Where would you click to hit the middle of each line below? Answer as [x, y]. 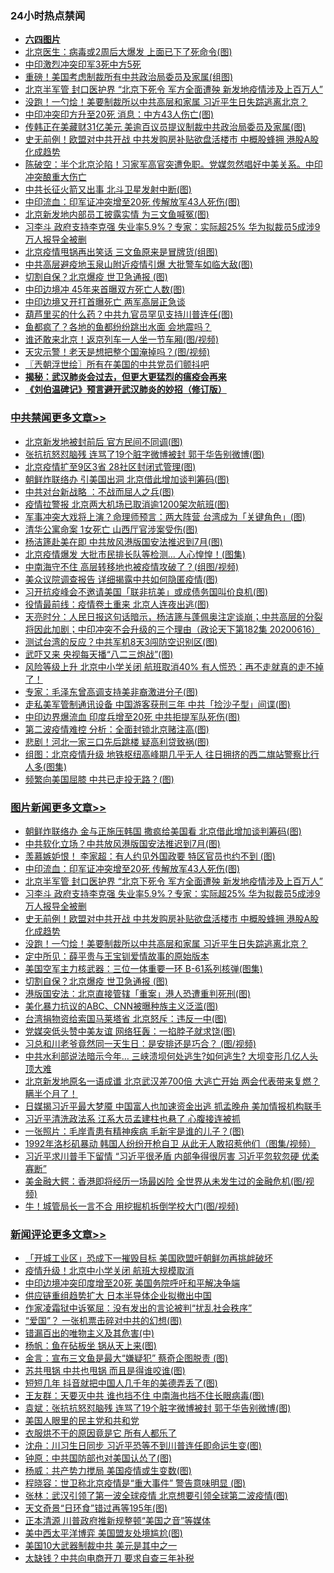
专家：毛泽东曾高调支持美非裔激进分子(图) [111, 691]
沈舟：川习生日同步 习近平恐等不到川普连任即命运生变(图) [143, 1446]
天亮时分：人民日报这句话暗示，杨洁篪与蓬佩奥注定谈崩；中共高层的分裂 [173, 616]
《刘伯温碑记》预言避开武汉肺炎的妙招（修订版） [125, 389]
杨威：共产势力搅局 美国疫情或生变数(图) [108, 1471]
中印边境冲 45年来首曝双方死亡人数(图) [105, 289]
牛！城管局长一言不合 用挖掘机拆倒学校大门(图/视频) [131, 1206]
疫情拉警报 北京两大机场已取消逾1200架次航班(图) [127, 504]
